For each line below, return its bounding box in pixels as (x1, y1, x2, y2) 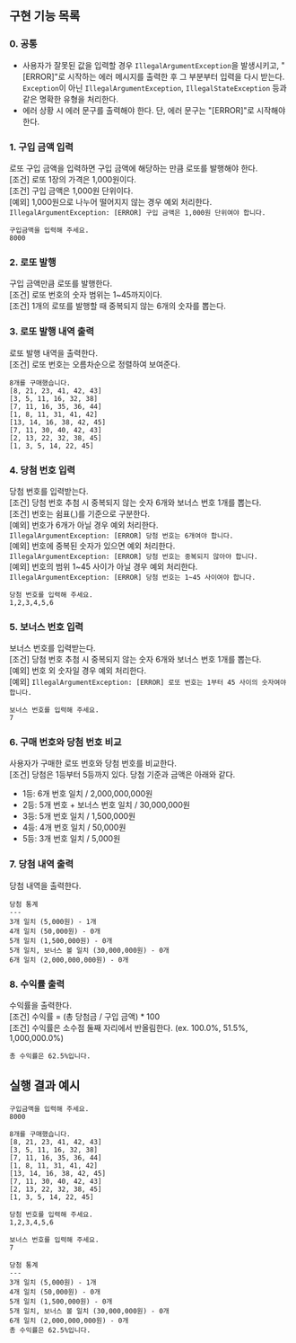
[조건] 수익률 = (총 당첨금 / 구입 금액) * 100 (9, 1011, 160, 1022)
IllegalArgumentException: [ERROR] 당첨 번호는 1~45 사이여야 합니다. (9, 573, 257, 582)
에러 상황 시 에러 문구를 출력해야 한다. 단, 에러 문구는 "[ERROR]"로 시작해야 (22, 104, 286, 115)
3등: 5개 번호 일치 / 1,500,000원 (22, 811, 136, 822)
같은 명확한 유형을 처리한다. (22, 93, 119, 104)
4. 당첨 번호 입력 (9, 464, 76, 476)
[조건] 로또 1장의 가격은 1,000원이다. (9, 173, 137, 184)
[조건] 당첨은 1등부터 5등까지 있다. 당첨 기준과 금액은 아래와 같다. (9, 769, 236, 780)
